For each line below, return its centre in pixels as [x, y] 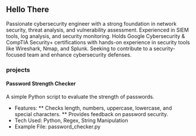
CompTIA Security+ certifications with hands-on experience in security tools [98, 42]
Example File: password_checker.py [57, 126]
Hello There [28, 10]
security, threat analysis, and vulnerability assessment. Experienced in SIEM [97, 30]
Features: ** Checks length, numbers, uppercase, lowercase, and [93, 108]
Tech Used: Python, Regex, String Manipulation [71, 120]
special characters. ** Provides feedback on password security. [91, 114]
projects [18, 69]
